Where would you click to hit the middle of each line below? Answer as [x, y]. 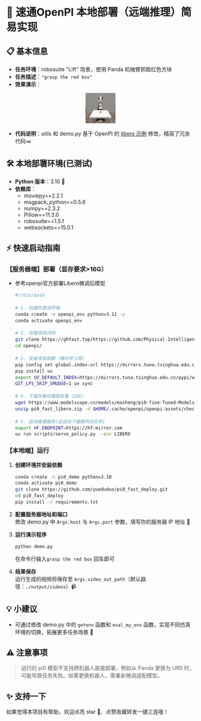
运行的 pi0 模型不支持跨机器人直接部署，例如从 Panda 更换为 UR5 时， [108, 668]
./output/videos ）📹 [51, 586]
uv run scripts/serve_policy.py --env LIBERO [72, 434]
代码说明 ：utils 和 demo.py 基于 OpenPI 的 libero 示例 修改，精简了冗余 [102, 133]
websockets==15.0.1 [48, 227]
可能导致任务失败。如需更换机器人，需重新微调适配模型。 [92, 676]
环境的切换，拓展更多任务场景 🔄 [54, 632]
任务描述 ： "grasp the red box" [54, 77]
